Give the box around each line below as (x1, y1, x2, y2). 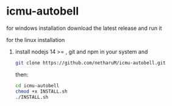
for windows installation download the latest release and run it (6, 24, 162, 32)
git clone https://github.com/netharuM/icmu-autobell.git (15, 60, 166, 66)
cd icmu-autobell (15, 82, 60, 89)
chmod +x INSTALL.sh (15, 88, 68, 94)
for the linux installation (6, 36, 65, 43)
